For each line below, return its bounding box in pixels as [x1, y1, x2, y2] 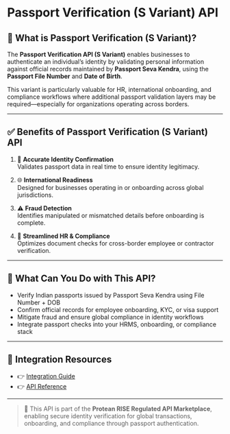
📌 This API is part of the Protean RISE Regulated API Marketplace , [23, 405, 212, 413]
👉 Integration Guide [16, 372, 75, 381]
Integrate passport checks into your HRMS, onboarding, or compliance [16, 320, 217, 328]
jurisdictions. [16, 191, 53, 199]
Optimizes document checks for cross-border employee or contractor [16, 239, 214, 248]
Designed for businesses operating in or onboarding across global [16, 183, 204, 191]
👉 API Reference [16, 383, 67, 391]
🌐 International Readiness [16, 176, 94, 184]
